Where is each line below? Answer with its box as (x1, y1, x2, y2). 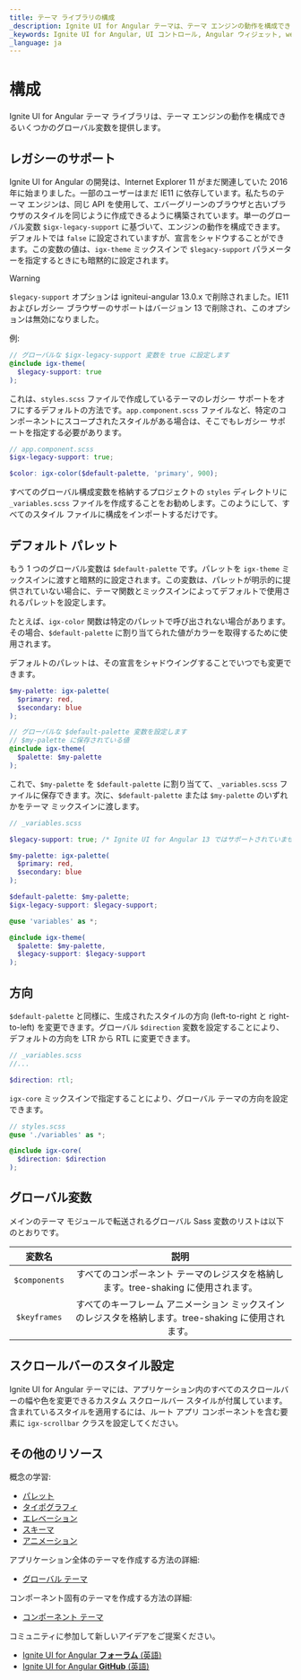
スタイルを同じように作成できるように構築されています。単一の (32, 210, 267, 221)
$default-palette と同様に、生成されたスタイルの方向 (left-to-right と (9, 1011, 267, 1021)
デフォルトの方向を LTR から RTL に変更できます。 (9, 1033, 195, 1043)
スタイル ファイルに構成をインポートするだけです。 (32, 509, 222, 520)
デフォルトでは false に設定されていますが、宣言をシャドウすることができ (9, 232, 285, 243)
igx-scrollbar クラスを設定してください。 (26, 1417, 184, 1428)
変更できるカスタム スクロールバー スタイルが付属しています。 (56, 1395, 288, 1406)
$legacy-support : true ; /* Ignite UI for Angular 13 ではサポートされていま (9, 835, 288, 844)
